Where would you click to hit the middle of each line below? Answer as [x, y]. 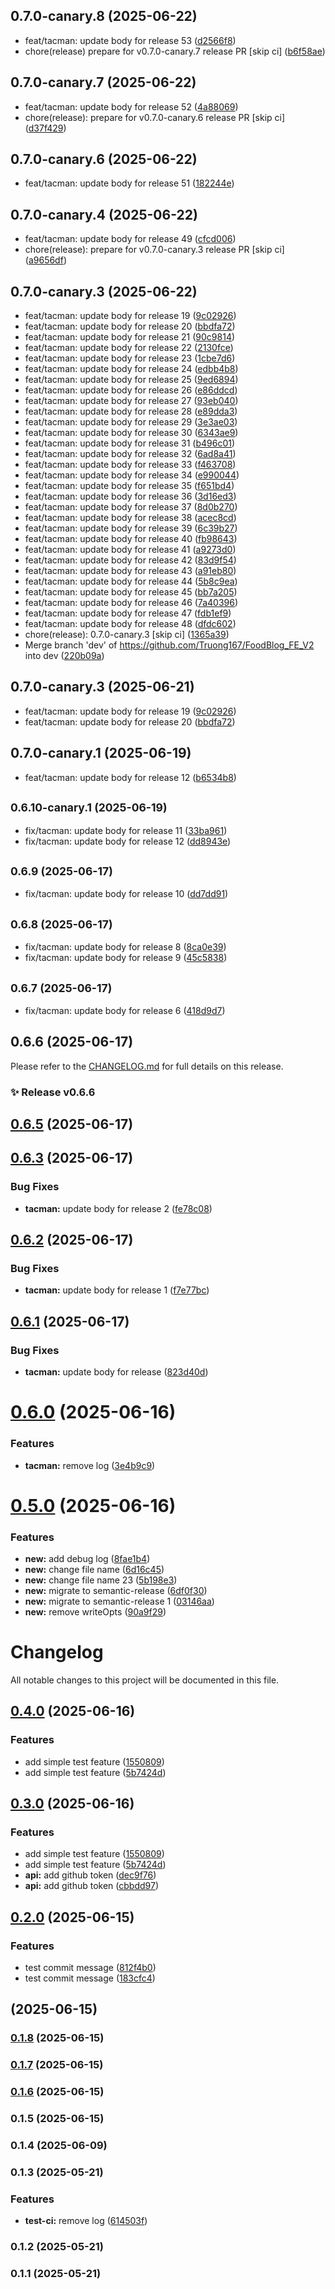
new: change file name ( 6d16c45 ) [94, 1570]
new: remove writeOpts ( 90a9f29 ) [95, 1612]
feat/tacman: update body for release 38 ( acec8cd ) [130, 518]
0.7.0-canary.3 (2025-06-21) [102, 687]
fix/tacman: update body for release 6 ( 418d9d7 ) [125, 1010]
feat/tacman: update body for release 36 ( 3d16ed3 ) [130, 496]
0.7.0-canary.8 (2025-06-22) [104, 16]
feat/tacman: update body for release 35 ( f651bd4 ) [129, 486]
